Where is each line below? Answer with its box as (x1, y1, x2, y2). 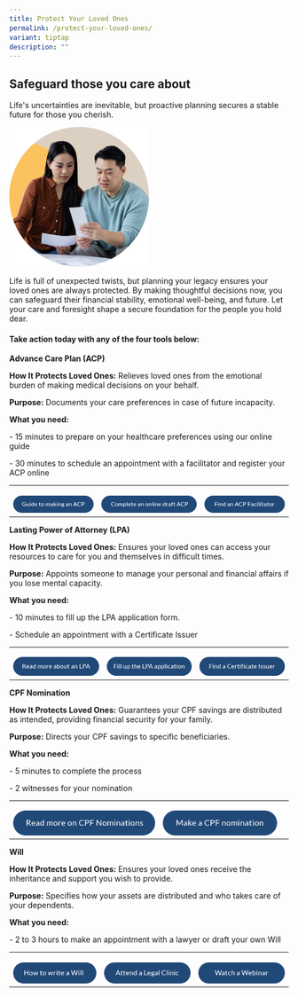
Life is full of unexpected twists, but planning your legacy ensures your (9, 276, 269, 287)
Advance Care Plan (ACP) (9, 353, 106, 364)
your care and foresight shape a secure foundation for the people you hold (9, 304, 282, 315)
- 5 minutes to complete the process (9, 765, 142, 776)
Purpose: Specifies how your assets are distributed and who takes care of (9, 891, 281, 901)
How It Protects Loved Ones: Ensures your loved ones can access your (9, 541, 271, 552)
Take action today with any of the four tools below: (9, 334, 200, 344)
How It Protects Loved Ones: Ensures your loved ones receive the (9, 864, 252, 875)
